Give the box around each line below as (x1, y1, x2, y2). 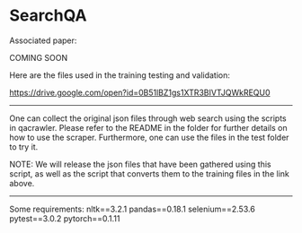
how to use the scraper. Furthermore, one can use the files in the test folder (9, 132, 289, 142)
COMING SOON (9, 52, 68, 63)
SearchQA (9, 5, 87, 26)
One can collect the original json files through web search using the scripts (9, 113, 288, 124)
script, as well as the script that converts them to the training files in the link (9, 168, 289, 179)
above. (9, 177, 35, 188)
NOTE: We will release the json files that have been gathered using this (9, 159, 271, 169)
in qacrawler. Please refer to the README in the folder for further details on (9, 122, 288, 133)
